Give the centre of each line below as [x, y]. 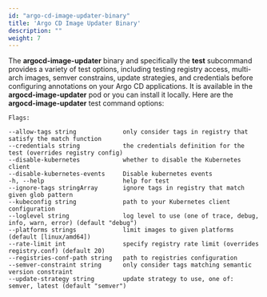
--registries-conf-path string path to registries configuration [123, 258]
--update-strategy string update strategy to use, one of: [121, 279]
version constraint [41, 272]
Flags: [19, 118]
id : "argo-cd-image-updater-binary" [69, 16]
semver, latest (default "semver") [68, 286]
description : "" [35, 30]
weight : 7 [25, 38]
